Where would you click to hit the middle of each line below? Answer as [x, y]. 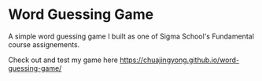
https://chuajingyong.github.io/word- [179, 60]
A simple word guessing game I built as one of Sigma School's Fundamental [131, 36]
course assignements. [44, 44]
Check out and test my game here [63, 60]
